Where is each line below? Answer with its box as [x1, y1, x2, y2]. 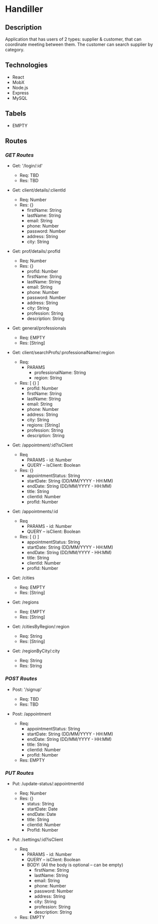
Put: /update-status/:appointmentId [12, 780, 84, 786]
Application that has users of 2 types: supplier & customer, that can [5, 36, 142, 42]
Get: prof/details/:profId [12, 248, 61, 254]
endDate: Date [27, 811, 57, 817]
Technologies [5, 61, 48, 70]
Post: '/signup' [12, 686, 42, 692]
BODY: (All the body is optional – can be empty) [27, 862, 124, 868]
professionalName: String [34, 369, 86, 376]
